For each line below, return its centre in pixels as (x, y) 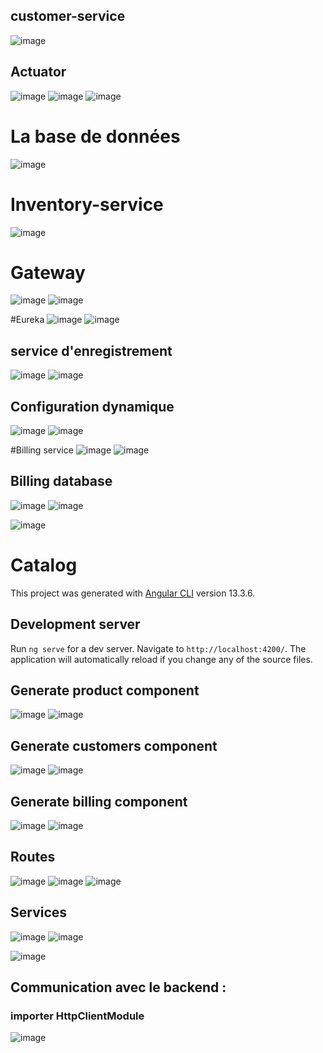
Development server (75, 624)
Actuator (38, 72)
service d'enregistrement (91, 350)
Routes (33, 857)
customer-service (68, 16)
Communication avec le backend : (118, 987)
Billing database (61, 481)
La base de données (95, 136)
